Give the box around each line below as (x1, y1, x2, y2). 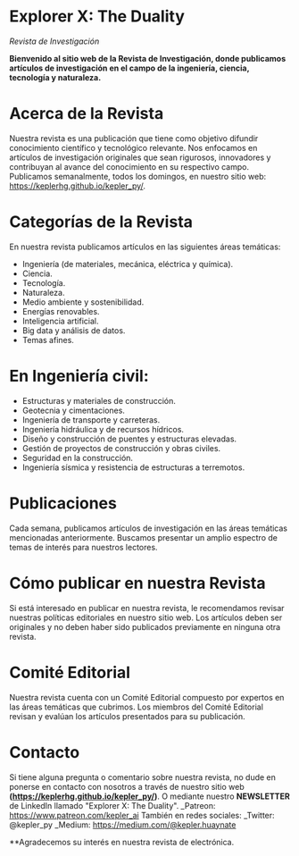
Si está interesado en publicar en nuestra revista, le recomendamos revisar (9, 602, 285, 613)
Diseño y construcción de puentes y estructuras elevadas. (21, 433, 237, 444)
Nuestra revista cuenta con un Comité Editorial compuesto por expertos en (9, 692, 285, 702)
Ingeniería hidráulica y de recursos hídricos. (21, 424, 185, 434)
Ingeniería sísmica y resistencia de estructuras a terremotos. (21, 462, 245, 473)
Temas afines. (21, 334, 74, 345)
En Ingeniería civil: (9, 366, 149, 386)
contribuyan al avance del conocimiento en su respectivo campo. (9, 161, 250, 172)
